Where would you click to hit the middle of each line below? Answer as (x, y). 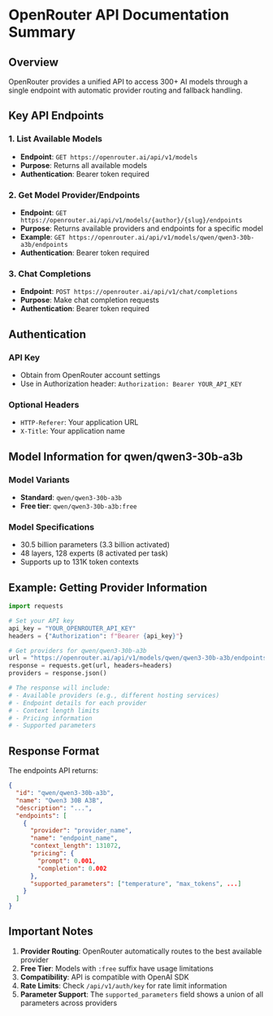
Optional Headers (44, 404)
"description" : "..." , (54, 808)
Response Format (54, 751)
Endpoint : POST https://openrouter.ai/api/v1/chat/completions (129, 292)
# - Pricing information (50, 718)
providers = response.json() (58, 673)
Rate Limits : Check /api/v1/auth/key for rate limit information (123, 985)
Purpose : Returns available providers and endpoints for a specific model (142, 228)
